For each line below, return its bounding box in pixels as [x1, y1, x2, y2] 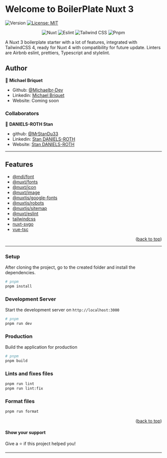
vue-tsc [12, 226, 29, 232]
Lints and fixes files [5, 370, 54, 377]
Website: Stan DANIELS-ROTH [12, 142, 75, 148]
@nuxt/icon [12, 184, 36, 190]
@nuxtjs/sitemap [12, 205, 47, 211]
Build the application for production [5, 344, 78, 350]
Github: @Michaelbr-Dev [12, 87, 64, 93]
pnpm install [5, 284, 32, 289]
